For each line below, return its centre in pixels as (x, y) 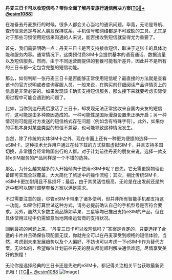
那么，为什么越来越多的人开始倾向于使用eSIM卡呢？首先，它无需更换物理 (82, 168)
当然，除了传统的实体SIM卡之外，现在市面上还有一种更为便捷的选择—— (81, 138)
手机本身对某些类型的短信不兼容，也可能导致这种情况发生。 (72, 127)
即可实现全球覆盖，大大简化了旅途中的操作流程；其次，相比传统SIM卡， (85, 175)
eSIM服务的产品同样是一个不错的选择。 (51, 158)
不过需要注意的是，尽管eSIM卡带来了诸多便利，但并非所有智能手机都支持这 (85, 199)
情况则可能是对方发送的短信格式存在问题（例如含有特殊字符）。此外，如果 (83, 121)
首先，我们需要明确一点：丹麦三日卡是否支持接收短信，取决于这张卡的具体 (84, 48)
